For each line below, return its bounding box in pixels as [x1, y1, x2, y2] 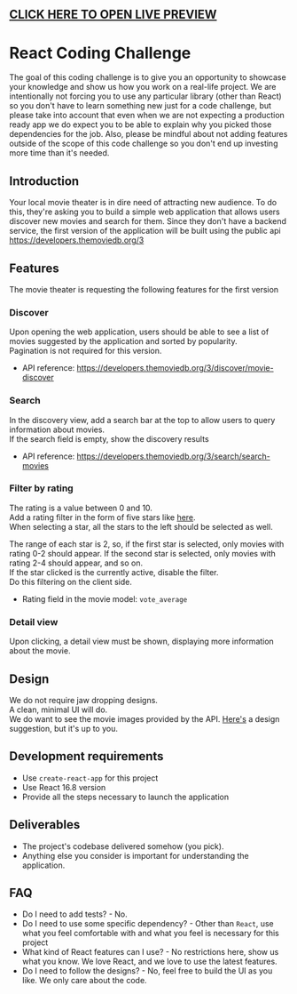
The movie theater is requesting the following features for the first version [9, 284, 279, 294]
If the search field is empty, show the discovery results [9, 433, 210, 444]
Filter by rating [9, 482, 74, 494]
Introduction [9, 173, 80, 188]
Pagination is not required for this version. [9, 346, 162, 357]
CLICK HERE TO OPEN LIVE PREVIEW [9, 7, 217, 22]
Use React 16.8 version [21, 782, 106, 792]
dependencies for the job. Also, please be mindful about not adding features [9, 129, 288, 140]
